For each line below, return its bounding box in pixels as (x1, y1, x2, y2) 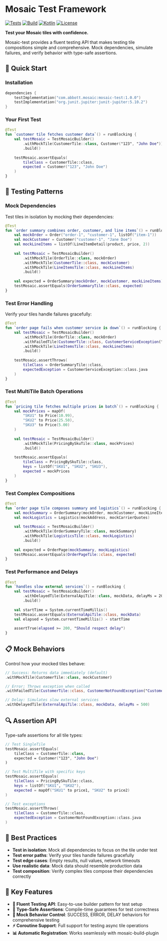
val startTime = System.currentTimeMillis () (14, 607, 108, 613)
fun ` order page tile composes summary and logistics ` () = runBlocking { (5, 506, 162, 511)
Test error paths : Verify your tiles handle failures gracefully (12, 852, 134, 858)
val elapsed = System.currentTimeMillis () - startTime (14, 617, 130, 622)
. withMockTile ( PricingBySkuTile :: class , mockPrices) (23, 441, 135, 446)
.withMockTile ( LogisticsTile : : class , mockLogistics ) (23, 533, 135, 538)
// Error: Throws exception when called (5, 684, 90, 689)
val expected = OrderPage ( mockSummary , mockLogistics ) (14, 547, 130, 552)
